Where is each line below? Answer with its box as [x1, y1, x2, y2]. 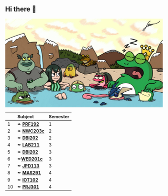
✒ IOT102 [17, 176, 38, 183]
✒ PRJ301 [17, 183, 39, 189]
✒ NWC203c [17, 128, 45, 134]
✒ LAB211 [17, 142, 40, 148]
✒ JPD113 [17, 163, 40, 169]
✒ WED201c [17, 156, 43, 162]
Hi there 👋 [5, 5, 36, 14]
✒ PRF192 [17, 121, 39, 127]
